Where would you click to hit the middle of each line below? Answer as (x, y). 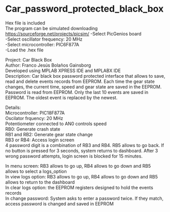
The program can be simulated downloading (52, 28)
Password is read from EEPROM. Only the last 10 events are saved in (77, 92)
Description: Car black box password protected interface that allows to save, (85, 76)
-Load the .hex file (25, 50)
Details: (13, 107)
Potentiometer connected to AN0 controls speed (56, 124)
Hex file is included (25, 23)
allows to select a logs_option (36, 171)
